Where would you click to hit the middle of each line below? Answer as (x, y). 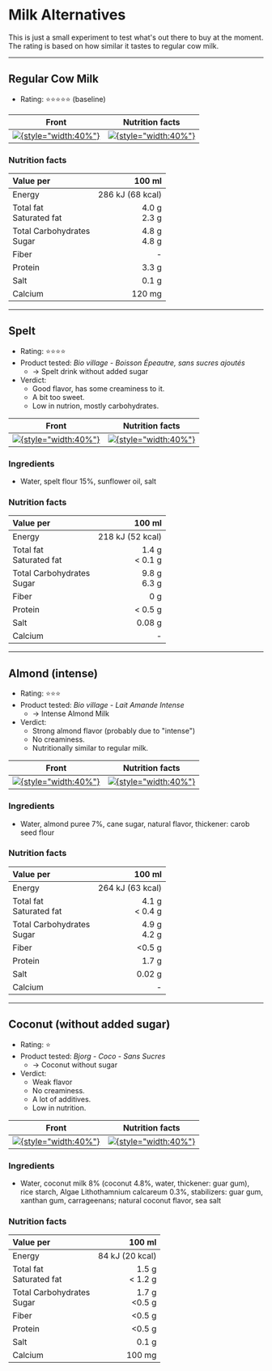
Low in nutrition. (59, 1108)
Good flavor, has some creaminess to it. (98, 388)
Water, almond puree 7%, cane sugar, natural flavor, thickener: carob (135, 824)
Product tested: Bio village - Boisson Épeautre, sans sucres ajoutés (132, 363)
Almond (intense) (53, 673)
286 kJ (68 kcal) (130, 194)
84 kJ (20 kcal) (127, 1256)
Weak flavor (52, 1082)
